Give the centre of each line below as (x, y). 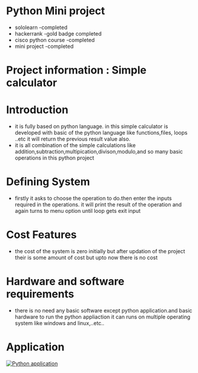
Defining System (48, 182)
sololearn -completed (41, 27)
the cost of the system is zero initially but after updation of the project (100, 251)
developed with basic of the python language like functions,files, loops (101, 133)
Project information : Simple (76, 70)
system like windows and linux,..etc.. (60, 323)
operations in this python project (55, 158)
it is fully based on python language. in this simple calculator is (91, 126)
